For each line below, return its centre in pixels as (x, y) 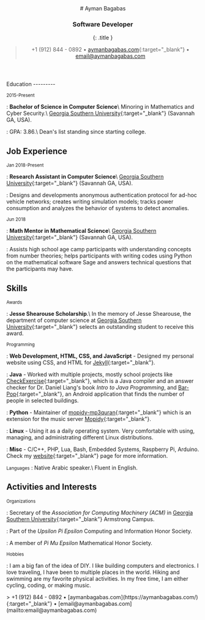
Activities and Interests (51, 487)
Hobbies (15, 554)
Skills (17, 288)
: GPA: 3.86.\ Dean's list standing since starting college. (76, 132)
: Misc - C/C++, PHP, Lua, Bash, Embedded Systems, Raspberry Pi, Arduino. (103, 449)
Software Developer (103, 24)
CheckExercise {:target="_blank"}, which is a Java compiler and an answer (100, 381)
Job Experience (37, 151)
